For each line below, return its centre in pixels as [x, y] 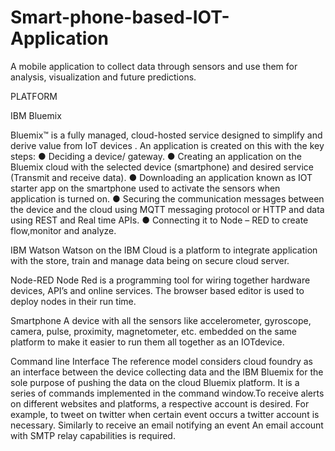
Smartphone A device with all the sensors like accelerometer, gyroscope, [161, 320]
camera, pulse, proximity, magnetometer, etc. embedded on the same [153, 331]
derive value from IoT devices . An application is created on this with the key [167, 145]
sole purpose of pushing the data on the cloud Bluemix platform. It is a [155, 382]
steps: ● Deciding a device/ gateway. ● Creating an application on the [156, 156]
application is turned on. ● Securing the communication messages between [167, 198]
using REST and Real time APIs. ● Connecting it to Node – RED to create [159, 220]
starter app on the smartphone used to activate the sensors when [145, 188]
